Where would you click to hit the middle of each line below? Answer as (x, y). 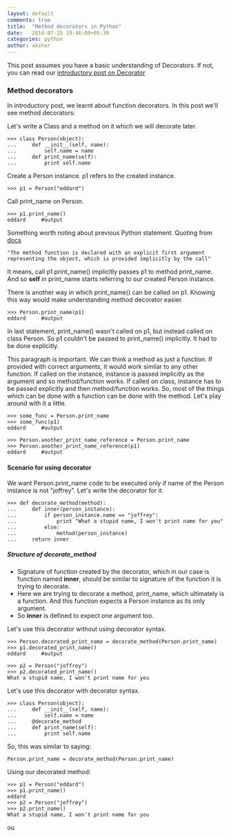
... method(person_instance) (68, 533)
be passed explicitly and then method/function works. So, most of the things (116, 389)
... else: (33, 527)
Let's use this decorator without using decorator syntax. (87, 629)
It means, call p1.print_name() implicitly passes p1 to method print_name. (110, 272)
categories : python (35, 39)
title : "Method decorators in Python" (64, 26)
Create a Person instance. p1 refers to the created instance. (91, 176)
